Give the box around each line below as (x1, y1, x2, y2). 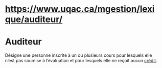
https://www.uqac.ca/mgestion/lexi (5, 3, 155, 15)
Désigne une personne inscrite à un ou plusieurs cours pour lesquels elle (5, 52, 152, 58)
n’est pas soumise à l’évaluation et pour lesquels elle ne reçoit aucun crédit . (5, 58, 158, 64)
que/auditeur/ (5, 14, 63, 25)
